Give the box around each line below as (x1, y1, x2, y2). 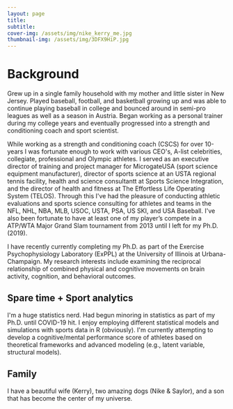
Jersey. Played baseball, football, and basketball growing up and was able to (7, 97, 227, 105)
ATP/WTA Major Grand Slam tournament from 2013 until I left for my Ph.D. (7, 221, 218, 230)
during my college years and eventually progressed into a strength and (7, 119, 210, 128)
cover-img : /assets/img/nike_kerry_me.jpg (7, 29, 132, 37)
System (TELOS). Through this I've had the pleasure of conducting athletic (7, 192, 220, 200)
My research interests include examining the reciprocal (43, 258, 201, 266)
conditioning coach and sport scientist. (7, 126, 120, 135)
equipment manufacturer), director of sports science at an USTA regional (7, 170, 217, 178)
